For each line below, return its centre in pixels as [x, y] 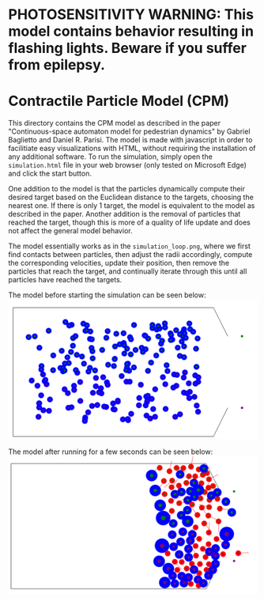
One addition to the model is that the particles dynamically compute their [127, 189]
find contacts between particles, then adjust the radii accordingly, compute [130, 255]
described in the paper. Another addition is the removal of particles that [124, 214]
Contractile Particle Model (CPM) [119, 101]
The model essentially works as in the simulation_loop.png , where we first [129, 246]
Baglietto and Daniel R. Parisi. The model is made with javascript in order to [130, 140]
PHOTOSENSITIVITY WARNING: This [131, 15]
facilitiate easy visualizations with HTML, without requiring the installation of [132, 149]
